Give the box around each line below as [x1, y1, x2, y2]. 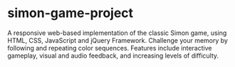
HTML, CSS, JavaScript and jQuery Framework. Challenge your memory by [7, 36, 228, 44]
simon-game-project [7, 5, 134, 21]
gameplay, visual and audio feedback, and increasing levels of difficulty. [7, 51, 219, 60]
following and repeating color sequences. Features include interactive [7, 43, 212, 52]
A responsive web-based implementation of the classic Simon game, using [7, 29, 227, 37]
